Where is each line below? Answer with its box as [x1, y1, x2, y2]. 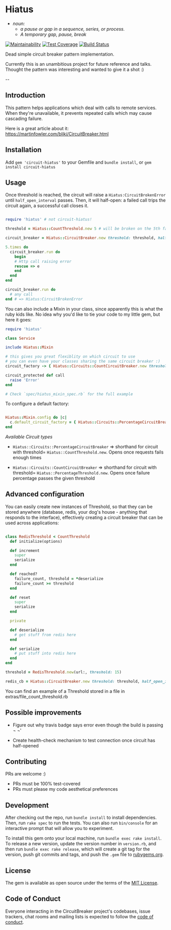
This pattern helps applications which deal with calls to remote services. [5, 105, 157, 111]
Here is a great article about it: [5, 125, 69, 131]
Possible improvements [5, 708, 82, 717]
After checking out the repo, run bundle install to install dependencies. [5, 815, 157, 821]
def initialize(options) [10, 539, 63, 544]
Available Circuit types [5, 434, 52, 440]
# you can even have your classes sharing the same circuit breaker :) [5, 359, 160, 364]
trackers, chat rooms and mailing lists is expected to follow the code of [5, 913, 154, 919]
